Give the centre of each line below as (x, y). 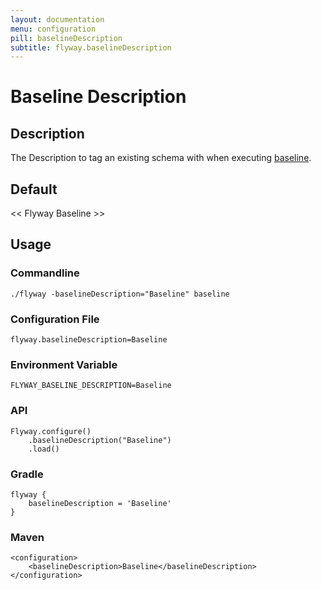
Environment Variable (64, 364)
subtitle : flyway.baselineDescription (91, 47)
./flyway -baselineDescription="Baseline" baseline (120, 294)
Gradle (27, 474)
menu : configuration (53, 29)
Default (34, 189)
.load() (44, 449)
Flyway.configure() (51, 431)
